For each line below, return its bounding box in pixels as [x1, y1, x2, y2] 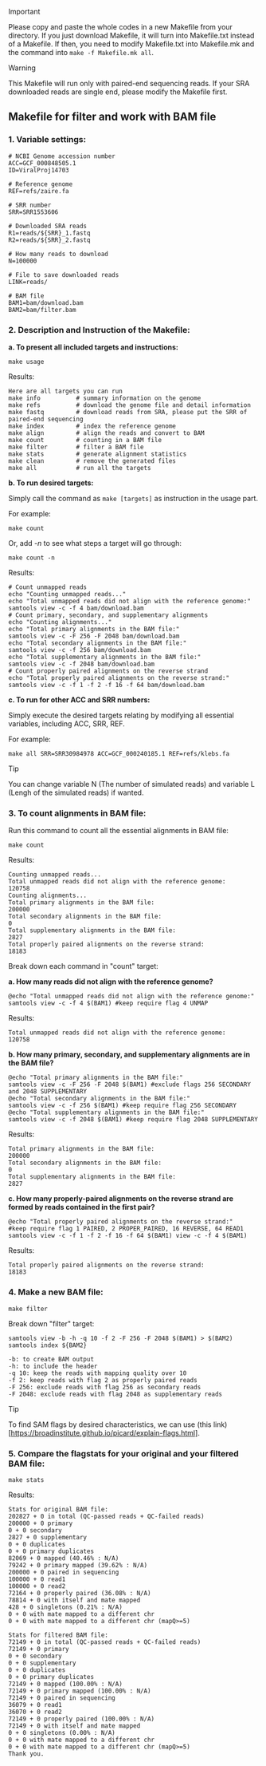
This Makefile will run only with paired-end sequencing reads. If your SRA [8, 79, 250, 88]
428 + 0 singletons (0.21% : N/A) [8, 1603, 123, 1611]
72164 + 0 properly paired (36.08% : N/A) [8, 1589, 151, 1597]
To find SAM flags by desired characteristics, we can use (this [8, 1420, 212, 1429]
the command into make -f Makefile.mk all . [8, 48, 154, 57]
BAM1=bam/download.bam [8, 298, 84, 306]
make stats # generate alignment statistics [8, 450, 187, 458]
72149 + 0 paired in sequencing [8, 1693, 115, 1702]
